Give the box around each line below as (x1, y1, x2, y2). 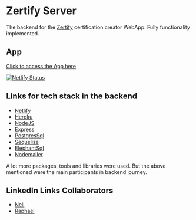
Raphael (14, 208, 35, 215)
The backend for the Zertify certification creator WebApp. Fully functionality (6, 24, 190, 31)
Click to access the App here (6, 63, 77, 70)
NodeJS (14, 119, 35, 126)
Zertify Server (6, 4, 77, 18)
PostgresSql (14, 132, 45, 139)
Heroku (14, 113, 33, 120)
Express (14, 126, 35, 133)
